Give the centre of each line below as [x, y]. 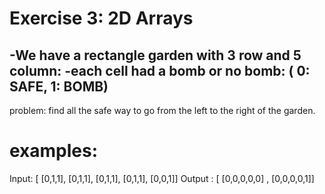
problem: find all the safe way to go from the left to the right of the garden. [162, 110]
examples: [54, 151]
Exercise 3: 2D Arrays [101, 18]
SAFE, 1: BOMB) [59, 86]
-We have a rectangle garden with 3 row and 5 [155, 55]
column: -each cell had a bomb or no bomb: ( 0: [160, 70]
